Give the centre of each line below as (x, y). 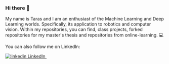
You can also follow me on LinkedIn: (43, 46)
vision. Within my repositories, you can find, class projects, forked (74, 29)
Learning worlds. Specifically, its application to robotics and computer (78, 24)
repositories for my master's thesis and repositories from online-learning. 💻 (85, 35)
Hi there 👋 (18, 8)
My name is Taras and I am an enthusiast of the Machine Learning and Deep (85, 19)
